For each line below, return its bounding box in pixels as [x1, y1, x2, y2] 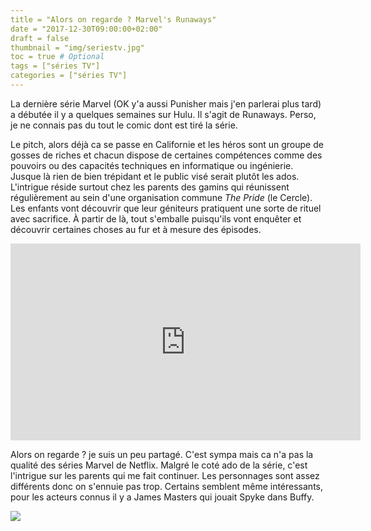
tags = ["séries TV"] [10, 61, 101, 71]
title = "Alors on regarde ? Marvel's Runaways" [10, 14, 217, 25]
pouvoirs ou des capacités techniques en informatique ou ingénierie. [10, 159, 294, 171]
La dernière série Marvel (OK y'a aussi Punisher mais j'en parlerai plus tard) [10, 97, 322, 110]
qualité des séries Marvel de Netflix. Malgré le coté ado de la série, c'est [10, 459, 308, 471]
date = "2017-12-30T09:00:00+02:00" [10, 24, 163, 34]
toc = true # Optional [10, 52, 105, 62]
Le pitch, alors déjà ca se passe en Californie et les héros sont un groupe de [10, 138, 324, 150]
